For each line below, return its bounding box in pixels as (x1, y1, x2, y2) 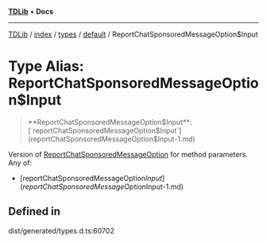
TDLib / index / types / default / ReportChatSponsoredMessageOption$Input (8, 29, 258, 39)
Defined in (8, 205, 61, 218)
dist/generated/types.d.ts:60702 (8, 226, 115, 235)
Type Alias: (8, 57, 85, 75)
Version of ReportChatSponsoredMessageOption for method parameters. (8, 149, 249, 159)
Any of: (8, 158, 33, 168)
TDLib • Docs (8, 7, 54, 16)
